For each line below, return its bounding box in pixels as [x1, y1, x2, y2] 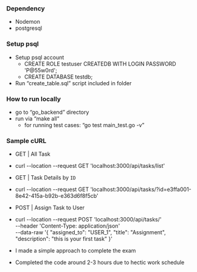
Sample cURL [6, 136, 47, 145]
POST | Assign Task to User [15, 204, 85, 211]
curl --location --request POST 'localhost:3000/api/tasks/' [15, 216, 162, 223]
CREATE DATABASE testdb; [24, 73, 93, 80]
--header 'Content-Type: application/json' [15, 222, 120, 229]
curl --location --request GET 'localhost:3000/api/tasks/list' [15, 162, 165, 170]
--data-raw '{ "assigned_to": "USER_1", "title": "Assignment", [15, 229, 166, 236]
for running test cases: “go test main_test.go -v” [24, 121, 145, 128]
